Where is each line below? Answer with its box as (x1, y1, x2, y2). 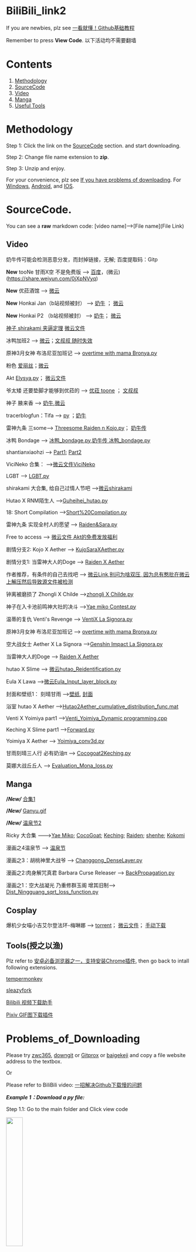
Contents (6, 58, 53, 71)
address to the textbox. (6, 1058, 62, 1065)
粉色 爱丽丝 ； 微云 (6, 362, 49, 369)
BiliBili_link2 (6, 4, 66, 18)
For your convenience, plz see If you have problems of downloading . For (6, 176, 181, 183)
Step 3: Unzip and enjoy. (6, 164, 66, 171)
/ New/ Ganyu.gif (6, 807, 47, 815)
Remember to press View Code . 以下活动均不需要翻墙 (6, 36, 137, 43)
